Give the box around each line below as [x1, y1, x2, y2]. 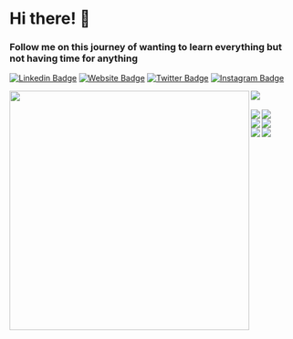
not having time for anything [9, 52, 139, 65]
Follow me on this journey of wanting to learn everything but [9, 41, 283, 54]
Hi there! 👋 [9, 8, 91, 29]
